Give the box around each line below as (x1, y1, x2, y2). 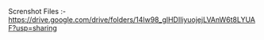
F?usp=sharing (8, 24, 58, 32)
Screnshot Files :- (8, 7, 67, 16)
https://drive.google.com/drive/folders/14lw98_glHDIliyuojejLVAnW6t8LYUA (8, 15, 256, 24)
